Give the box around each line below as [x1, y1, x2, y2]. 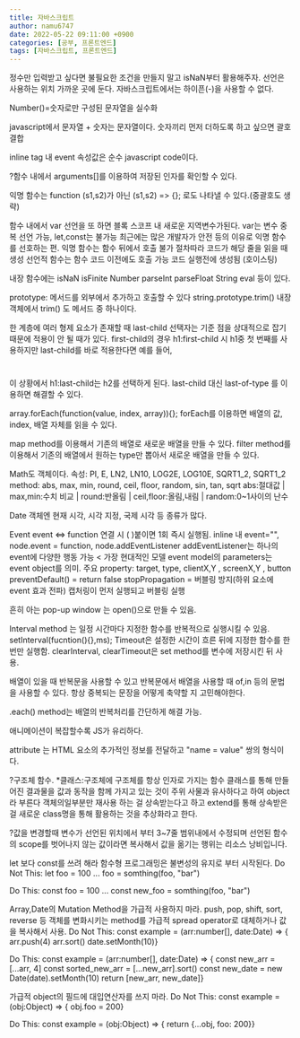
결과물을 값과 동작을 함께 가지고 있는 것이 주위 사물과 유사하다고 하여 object [25, 786, 290, 797]
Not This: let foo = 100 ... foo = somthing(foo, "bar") [9, 868, 201, 879]
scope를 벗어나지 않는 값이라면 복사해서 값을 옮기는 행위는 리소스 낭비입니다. [18, 839, 288, 850]
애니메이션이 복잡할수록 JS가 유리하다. [9, 726, 143, 737]
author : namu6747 [9, 22, 74, 31]
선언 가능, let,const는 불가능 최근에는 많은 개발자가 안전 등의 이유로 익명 [18, 231, 270, 242]
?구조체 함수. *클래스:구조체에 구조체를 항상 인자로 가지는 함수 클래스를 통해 [9, 775, 273, 786]
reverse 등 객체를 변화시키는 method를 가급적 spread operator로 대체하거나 [9, 915, 278, 926]
